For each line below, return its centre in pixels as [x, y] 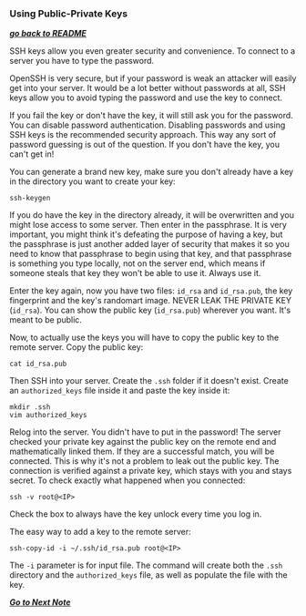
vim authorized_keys [49, 416]
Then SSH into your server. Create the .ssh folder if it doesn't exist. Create [149, 381]
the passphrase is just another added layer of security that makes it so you [149, 244]
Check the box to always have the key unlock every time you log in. [136, 514]
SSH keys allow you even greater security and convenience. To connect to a [153, 51]
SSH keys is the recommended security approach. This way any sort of [143, 135]
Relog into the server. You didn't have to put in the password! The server [145, 432]
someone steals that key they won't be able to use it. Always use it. [135, 273]
